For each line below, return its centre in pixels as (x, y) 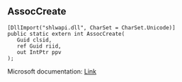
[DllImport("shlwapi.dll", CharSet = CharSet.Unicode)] (91, 27)
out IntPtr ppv (39, 52)
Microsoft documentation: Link (52, 71)
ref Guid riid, (39, 46)
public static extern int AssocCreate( (66, 34)
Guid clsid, (34, 40)
